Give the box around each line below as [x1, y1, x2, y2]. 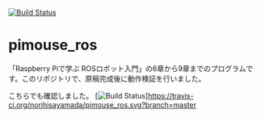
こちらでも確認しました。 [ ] [8, 91, 149, 100]
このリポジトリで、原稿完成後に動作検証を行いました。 [21, 74, 206, 83]
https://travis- [148, 91, 194, 100]
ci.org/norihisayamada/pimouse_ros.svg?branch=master [8, 99, 196, 109]
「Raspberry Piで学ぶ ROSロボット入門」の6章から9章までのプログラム [8, 63, 246, 73]
